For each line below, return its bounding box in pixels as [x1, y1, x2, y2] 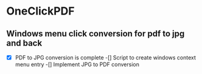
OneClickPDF [6, 4, 75, 18]
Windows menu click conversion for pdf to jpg [6, 29, 185, 39]
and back [6, 38, 43, 48]
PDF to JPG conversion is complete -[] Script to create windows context [15, 54, 197, 61]
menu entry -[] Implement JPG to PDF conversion [15, 61, 140, 68]
